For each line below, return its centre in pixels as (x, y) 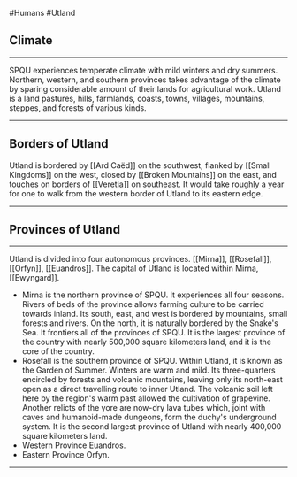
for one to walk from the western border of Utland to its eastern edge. (136, 193)
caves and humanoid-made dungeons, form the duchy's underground (149, 417)
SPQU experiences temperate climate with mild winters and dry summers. (144, 70)
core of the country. (58, 351)
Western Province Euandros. (74, 445)
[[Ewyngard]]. (34, 278)
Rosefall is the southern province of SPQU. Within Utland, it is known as (152, 361)
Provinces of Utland (65, 230)
